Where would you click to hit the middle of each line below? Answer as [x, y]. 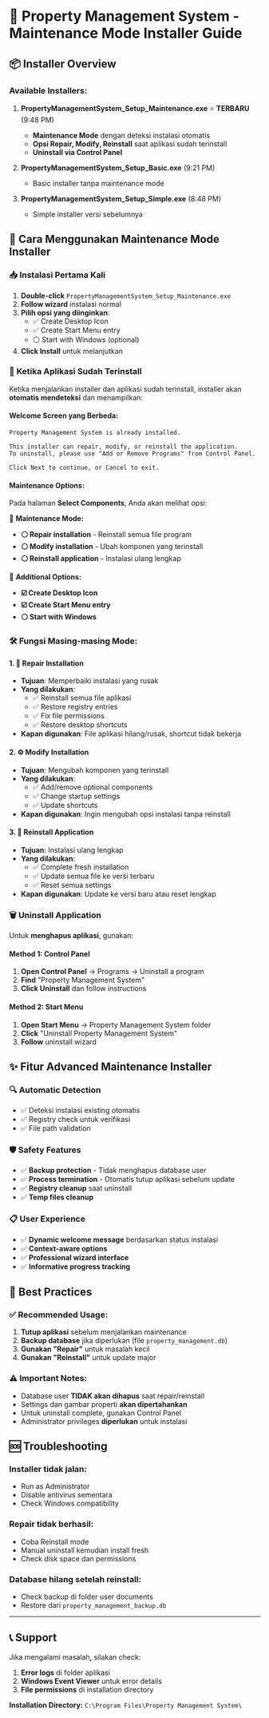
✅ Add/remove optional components [93, 787]
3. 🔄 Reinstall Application [51, 832]
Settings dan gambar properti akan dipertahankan [104, 1404]
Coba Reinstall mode [55, 1541]
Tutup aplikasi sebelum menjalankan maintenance [103, 1332]
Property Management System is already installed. [95, 433]
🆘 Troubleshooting [58, 1447]
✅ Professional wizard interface [75, 1257]
